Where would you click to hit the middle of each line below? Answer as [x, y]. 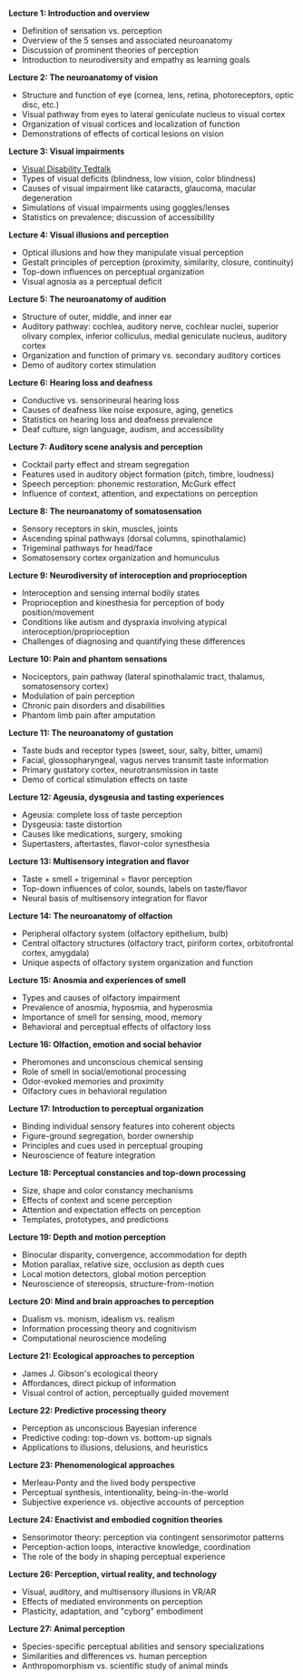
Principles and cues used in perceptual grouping [112, 1146]
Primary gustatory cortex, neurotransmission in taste [120, 770]
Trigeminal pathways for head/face [87, 548]
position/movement [58, 612]
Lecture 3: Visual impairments [67, 151]
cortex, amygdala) [55, 953]
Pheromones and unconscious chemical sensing [112, 1062]
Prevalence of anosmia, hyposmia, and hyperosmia [117, 1007]
